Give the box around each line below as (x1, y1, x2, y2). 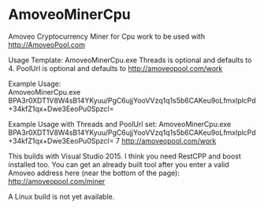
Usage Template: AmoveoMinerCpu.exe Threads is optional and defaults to (8, 55, 252, 65)
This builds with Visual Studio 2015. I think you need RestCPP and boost (8, 151, 242, 161)
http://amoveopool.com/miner (8, 176, 106, 186)
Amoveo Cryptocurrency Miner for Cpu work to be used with (8, 32, 206, 41)
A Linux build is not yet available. (8, 192, 115, 201)
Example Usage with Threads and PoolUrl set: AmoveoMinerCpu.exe (8, 119, 232, 129)
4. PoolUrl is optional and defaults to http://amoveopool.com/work (8, 63, 223, 73)
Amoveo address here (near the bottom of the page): (8, 168, 180, 177)
